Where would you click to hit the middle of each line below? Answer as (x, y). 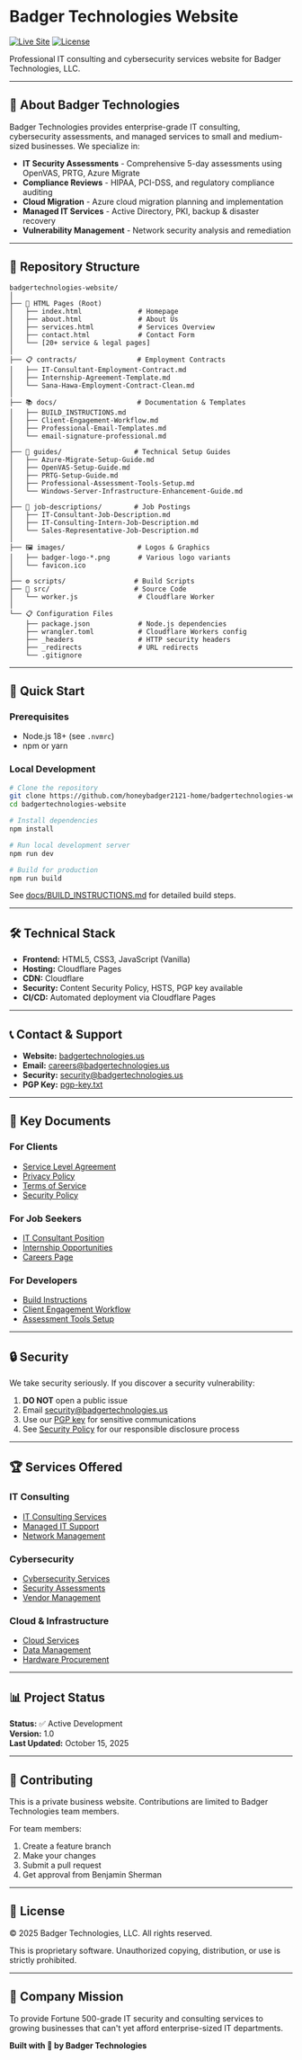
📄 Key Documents (60, 1121)
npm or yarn (45, 746)
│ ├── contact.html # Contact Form (102, 334)
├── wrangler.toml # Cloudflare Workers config (136, 631)
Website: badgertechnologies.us (84, 1056)
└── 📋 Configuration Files (62, 613)
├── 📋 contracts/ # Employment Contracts (118, 360)
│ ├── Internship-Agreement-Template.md (90, 378)
